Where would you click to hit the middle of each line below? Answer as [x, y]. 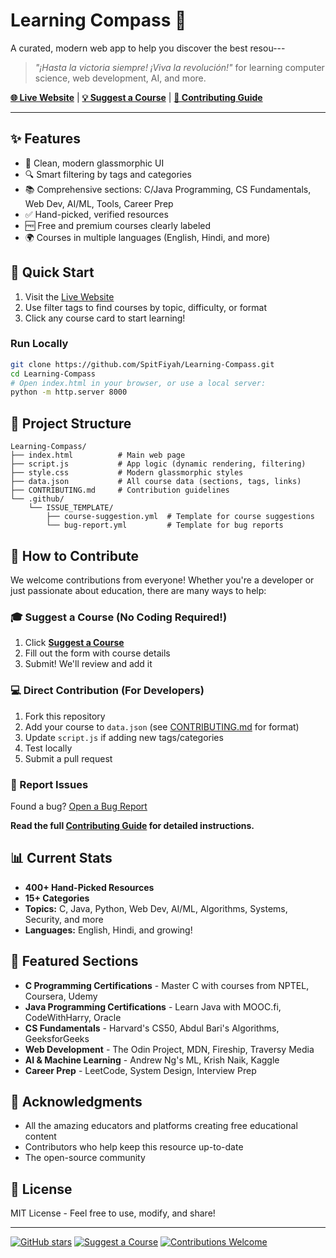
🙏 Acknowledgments [76, 1101]
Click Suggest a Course [74, 643]
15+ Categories [57, 898]
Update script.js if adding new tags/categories [124, 737]
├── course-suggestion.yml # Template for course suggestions [180, 517]
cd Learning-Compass [53, 374]
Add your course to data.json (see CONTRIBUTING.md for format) [162, 726]
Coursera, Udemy [61, 996]
